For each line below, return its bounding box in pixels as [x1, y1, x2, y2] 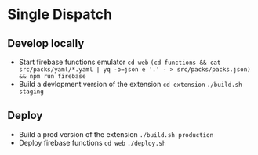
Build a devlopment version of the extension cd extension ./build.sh [18, 80, 242, 88]
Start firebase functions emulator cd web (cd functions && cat [18, 57, 221, 67]
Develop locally [7, 37, 85, 50]
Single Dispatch [7, 5, 113, 23]
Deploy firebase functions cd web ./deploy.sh [18, 138, 166, 147]
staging [18, 88, 44, 96]
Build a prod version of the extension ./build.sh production [18, 129, 214, 139]
